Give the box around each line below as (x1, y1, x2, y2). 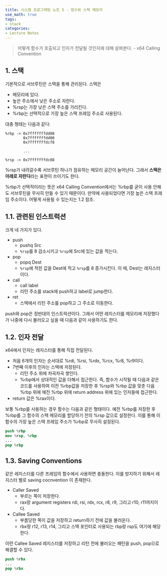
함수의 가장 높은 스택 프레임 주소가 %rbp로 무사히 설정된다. (5, 419, 121, 425)
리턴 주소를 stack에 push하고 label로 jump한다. (19, 288, 113, 294)
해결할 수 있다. (5, 546, 33, 552)
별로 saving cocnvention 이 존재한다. (18, 477, 92, 483)
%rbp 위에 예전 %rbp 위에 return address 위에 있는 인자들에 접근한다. (19, 389, 158, 395)
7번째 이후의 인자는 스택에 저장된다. (12, 364, 82, 370)
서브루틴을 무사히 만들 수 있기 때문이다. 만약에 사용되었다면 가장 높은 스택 (10, 190, 153, 196)
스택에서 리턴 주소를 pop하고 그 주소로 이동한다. (19, 300, 113, 306)
